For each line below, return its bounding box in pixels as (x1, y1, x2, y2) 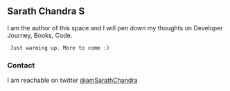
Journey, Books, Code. (7, 31, 73, 39)
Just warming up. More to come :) (10, 44, 110, 51)
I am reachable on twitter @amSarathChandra (7, 76, 138, 85)
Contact (7, 60, 35, 70)
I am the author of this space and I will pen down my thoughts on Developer (7, 23, 223, 32)
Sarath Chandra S (7, 6, 85, 17)
